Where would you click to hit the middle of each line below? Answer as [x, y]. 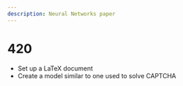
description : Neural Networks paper [61, 14]
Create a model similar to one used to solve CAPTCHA [97, 75]
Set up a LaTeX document [55, 68]
